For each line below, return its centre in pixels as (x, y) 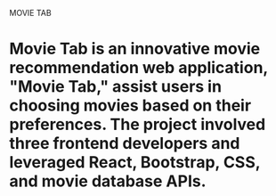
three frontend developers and (125, 144)
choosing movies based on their (130, 106)
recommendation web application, (139, 68)
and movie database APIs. (108, 181)
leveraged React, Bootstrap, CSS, (135, 163)
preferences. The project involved (138, 125)
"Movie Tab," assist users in (116, 87)
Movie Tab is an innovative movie (135, 49)
